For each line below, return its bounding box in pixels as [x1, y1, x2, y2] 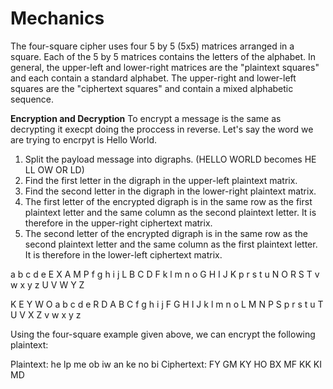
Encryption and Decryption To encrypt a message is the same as [10, 112, 282, 124]
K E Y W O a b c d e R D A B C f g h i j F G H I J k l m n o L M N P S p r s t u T [10, 298, 324, 310]
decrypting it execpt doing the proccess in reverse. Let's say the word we [10, 123, 314, 135]
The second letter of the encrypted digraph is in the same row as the [24, 227, 308, 239]
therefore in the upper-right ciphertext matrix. [24, 217, 213, 229]
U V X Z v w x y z [10, 308, 82, 321]
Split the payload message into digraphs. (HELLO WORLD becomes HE [24, 153, 317, 165]
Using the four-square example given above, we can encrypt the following [10, 328, 316, 340]
